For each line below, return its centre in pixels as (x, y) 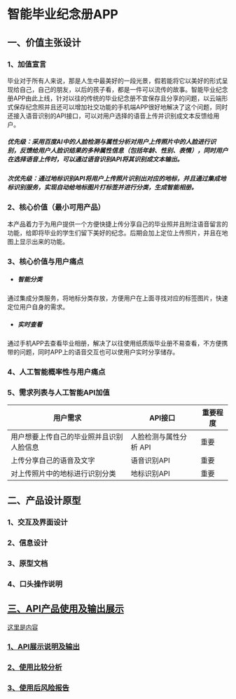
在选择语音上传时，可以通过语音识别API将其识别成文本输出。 (95, 159)
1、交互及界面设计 (37, 522)
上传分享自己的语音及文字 (53, 460)
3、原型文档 (28, 563)
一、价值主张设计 (44, 42)
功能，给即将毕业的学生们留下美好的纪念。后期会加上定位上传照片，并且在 (114, 233)
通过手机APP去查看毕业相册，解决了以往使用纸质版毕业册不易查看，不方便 (114, 344)
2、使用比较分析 (35, 667)
